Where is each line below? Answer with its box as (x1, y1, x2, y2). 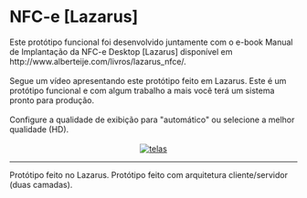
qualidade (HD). (9, 123, 69, 134)
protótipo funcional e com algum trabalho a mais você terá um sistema (9, 85, 275, 96)
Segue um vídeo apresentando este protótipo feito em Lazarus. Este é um (9, 75, 287, 86)
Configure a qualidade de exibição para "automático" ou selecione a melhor (9, 114, 295, 125)
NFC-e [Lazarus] (9, 6, 139, 27)
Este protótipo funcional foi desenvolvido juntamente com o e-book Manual (9, 36, 294, 47)
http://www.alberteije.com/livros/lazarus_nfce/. (9, 56, 187, 67)
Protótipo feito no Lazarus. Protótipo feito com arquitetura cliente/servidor (9, 169, 288, 180)
